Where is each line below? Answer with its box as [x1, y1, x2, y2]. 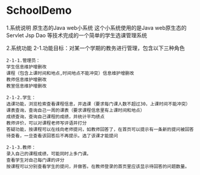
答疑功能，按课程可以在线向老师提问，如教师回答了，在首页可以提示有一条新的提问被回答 [6, 126, 194, 132]
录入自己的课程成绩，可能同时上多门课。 [6, 150, 91, 156]
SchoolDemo [6, 4, 72, 17]
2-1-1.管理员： [6, 58, 41, 64]
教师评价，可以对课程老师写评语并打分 [6, 120, 87, 126]
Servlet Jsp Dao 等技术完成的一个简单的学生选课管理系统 [6, 31, 147, 39]
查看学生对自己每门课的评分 [6, 157, 65, 163]
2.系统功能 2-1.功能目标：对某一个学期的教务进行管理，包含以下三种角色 [6, 44, 185, 52]
